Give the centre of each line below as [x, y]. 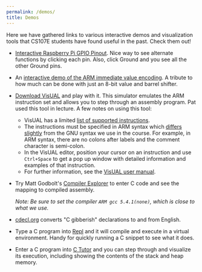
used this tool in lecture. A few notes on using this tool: [83, 108]
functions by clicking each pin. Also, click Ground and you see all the [101, 59]
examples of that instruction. [60, 165]
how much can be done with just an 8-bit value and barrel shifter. [96, 84]
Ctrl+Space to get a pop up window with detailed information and [105, 158]
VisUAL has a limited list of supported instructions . [87, 120]
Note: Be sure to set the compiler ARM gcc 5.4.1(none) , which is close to [105, 201]
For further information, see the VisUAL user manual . [90, 171]
